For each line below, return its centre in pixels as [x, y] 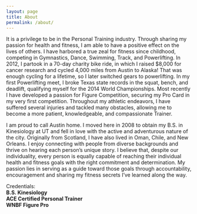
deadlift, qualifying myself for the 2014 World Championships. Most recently [98, 89]
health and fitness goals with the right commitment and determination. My [96, 162]
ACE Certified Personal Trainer [44, 199]
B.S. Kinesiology [27, 193]
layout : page [22, 11]
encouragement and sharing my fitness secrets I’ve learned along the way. [96, 175]
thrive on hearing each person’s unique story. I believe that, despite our [92, 150]
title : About [22, 17]
